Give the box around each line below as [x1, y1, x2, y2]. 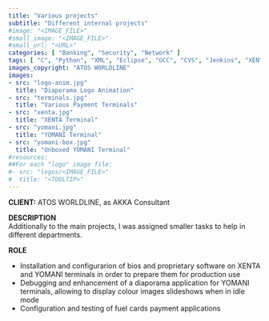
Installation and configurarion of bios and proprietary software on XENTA [19, 261, 261, 271]
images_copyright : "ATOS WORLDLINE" [8, 64, 130, 72]
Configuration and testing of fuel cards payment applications [19, 303, 221, 313]
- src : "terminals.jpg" [8, 94, 88, 102]
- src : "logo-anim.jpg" [8, 78, 88, 86]
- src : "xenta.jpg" [8, 109, 74, 117]
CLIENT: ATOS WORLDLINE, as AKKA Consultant [8, 197, 171, 207]
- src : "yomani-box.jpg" [8, 138, 91, 146]
